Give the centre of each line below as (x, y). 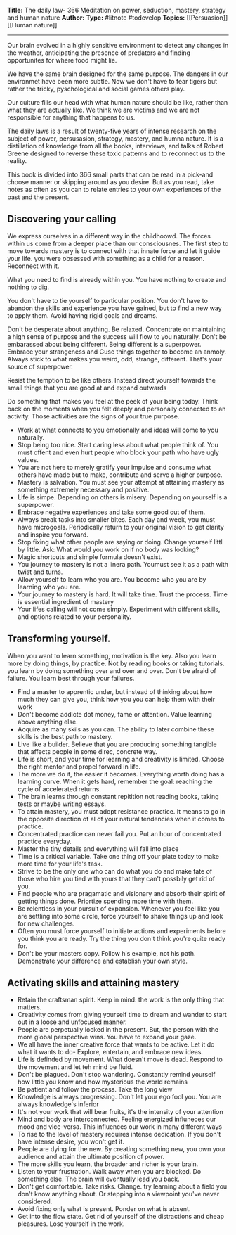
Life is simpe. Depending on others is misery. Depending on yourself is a (122, 497)
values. (28, 459)
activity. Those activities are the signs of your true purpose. (93, 416)
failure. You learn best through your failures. (71, 678)
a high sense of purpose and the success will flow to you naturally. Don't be (117, 336)
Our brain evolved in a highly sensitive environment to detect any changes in (118, 45)
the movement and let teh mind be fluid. (75, 1067)
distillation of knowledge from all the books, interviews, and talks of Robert (115, 146)
